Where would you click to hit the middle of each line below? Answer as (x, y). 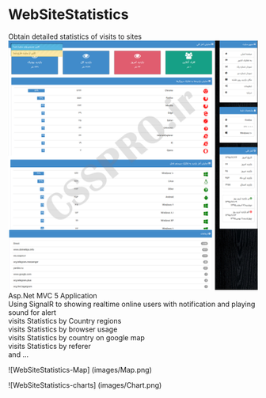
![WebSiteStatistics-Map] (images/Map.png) (80, 370)
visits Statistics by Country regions (65, 320)
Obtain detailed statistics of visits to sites (75, 36)
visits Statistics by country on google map (76, 337)
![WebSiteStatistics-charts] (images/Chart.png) (85, 385)
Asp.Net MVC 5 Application (53, 295)
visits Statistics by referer (49, 346)
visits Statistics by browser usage (63, 329)
